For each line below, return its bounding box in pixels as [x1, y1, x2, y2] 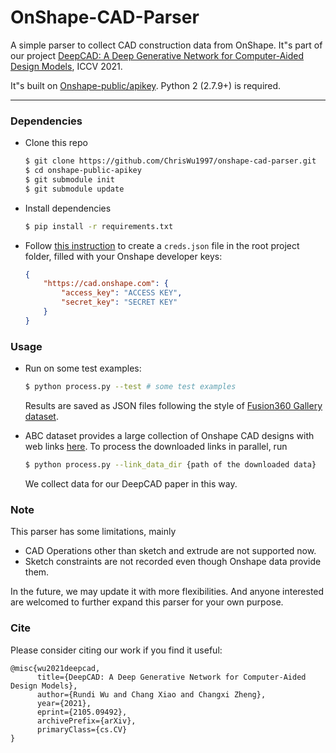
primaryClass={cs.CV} [36, 724, 128, 735]
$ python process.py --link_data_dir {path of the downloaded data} [24, 460, 317, 470]
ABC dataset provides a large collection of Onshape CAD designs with [24, 430, 315, 442]
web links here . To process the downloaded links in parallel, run [24, 441, 288, 453]
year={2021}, [36, 698, 92, 708]
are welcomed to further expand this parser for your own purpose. [10, 596, 284, 608]
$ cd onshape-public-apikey [24, 166, 142, 176]
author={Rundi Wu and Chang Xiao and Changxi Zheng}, [36, 689, 267, 700]
